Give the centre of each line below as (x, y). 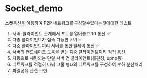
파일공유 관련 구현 (30, 70)
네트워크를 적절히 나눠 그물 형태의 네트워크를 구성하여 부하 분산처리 (77, 64)
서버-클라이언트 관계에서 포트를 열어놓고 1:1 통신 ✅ (61, 33)
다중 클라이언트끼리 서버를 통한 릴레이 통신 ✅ (56, 45)
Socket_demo (34, 9)
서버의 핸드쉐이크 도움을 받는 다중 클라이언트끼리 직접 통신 (69, 52)
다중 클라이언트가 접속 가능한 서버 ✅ (47, 39)
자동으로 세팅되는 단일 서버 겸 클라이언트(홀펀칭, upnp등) (68, 58)
